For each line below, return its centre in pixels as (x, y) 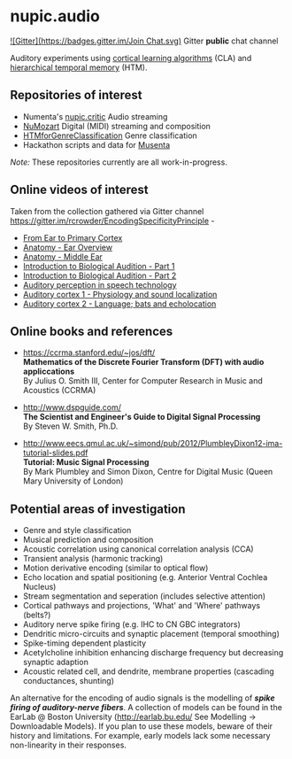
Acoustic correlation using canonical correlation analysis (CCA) (138, 549)
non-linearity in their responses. (69, 745)
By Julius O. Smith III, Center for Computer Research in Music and (143, 381)
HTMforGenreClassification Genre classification (110, 136)
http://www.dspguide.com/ (72, 407)
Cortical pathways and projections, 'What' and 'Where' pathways (141, 606)
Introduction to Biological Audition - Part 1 (99, 266)
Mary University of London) (73, 481)
